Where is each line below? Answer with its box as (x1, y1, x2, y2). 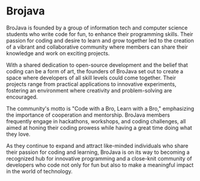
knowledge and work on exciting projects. (6, 49, 110, 57)
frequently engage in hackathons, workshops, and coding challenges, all (6, 117, 186, 124)
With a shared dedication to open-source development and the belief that (6, 61, 188, 69)
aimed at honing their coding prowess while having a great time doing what (6, 124, 192, 131)
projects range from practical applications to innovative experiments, (6, 80, 177, 88)
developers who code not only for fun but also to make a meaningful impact (6, 161, 194, 168)
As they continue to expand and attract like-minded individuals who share (6, 142, 189, 149)
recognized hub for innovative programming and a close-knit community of (6, 155, 192, 162)
